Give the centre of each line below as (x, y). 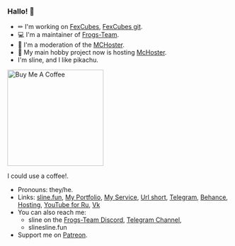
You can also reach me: (52, 213)
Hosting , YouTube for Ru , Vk (59, 205)
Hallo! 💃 (21, 11)
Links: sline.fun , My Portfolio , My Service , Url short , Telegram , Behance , (123, 197)
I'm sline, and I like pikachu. (58, 60)
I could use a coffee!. (38, 176)
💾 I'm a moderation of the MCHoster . (71, 45)
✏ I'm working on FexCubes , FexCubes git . (80, 27)
